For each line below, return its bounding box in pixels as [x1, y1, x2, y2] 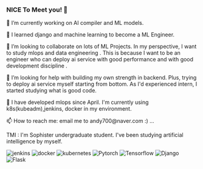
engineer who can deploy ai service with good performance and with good [6, 56, 193, 63]
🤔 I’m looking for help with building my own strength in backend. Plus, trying [6, 74, 197, 81]
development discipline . [6, 62, 68, 69]
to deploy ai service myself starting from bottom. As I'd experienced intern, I [6, 80, 198, 88]
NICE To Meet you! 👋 [6, 5, 68, 14]
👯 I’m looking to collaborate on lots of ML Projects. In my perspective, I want [6, 43, 197, 50]
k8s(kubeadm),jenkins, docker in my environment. [6, 105, 132, 112]
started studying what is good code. [6, 87, 97, 94]
